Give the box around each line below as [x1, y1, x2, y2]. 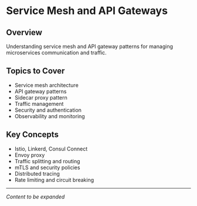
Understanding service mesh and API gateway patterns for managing [6, 43, 174, 50]
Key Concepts [6, 130, 59, 140]
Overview [6, 28, 43, 37]
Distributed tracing [14, 170, 60, 177]
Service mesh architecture [14, 81, 79, 88]
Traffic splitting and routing [14, 157, 80, 164]
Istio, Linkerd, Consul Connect [14, 145, 88, 152]
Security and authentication [14, 107, 82, 114]
